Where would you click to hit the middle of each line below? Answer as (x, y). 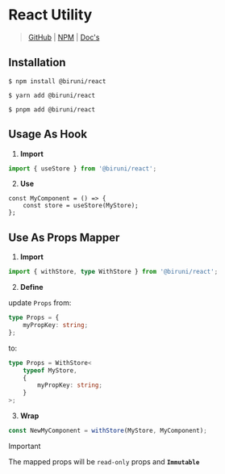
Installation (37, 63)
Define (31, 287)
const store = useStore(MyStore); (81, 206)
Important (25, 446)
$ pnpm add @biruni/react (52, 109)
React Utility (50, 15)
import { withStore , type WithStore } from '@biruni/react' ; (113, 272)
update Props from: (40, 303)
